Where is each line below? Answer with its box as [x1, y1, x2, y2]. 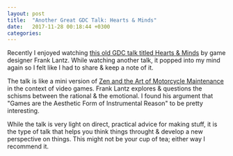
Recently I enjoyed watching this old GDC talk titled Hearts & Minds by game [7, 49, 226, 57]
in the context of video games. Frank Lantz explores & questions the [7, 84, 202, 93]
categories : [7, 29, 42, 37]
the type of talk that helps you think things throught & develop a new [7, 127, 203, 136]
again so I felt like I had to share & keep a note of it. [7, 63, 154, 72]
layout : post [7, 10, 45, 17]
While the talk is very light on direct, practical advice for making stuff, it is [7, 120, 218, 129]
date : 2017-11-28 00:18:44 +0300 [7, 23, 111, 30]
